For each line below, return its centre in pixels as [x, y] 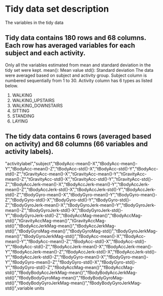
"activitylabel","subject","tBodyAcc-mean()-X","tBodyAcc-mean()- [71, 163]
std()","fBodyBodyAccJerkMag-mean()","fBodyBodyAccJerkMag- [71, 273]
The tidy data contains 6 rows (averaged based [78, 137]
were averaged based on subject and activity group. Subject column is [76, 75]
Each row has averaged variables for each [70, 46]
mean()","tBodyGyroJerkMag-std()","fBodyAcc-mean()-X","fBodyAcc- [75, 236]
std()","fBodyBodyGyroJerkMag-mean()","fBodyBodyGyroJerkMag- [73, 283]
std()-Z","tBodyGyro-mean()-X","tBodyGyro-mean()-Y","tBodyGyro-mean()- [81, 194]
